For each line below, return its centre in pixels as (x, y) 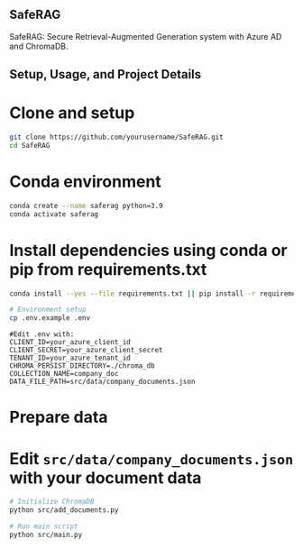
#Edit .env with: (42, 334)
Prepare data (59, 417)
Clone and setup (72, 113)
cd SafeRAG (30, 146)
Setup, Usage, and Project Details (106, 74)
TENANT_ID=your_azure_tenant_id (70, 358)
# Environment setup (48, 310)
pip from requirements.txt (108, 269)
